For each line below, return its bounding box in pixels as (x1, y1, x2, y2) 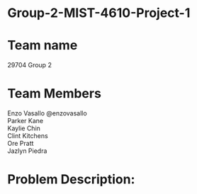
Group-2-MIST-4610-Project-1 (7, 5, 191, 21)
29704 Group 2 (7, 61, 52, 69)
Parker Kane (7, 117, 44, 125)
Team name (7, 38, 78, 54)
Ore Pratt (7, 139, 34, 148)
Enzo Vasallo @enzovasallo (7, 109, 87, 118)
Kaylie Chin (7, 124, 41, 132)
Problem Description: (7, 171, 135, 188)
